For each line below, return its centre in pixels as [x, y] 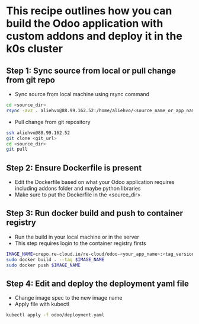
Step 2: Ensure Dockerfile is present [74, 168]
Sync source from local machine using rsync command [82, 94]
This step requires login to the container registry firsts [80, 243]
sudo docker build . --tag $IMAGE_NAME [55, 259]
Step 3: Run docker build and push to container [95, 213]
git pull [17, 150]
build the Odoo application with [85, 23]
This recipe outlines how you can [89, 11]
